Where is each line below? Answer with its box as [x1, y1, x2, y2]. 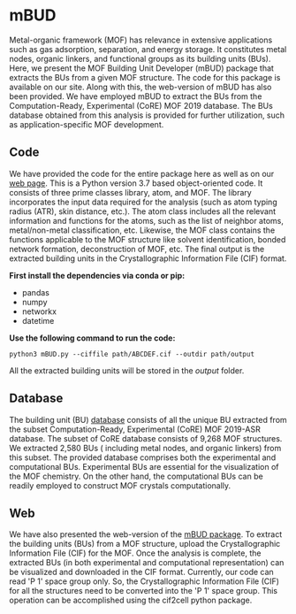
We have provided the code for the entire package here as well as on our [9, 168, 275, 179]
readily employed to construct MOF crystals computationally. [9, 480, 231, 491]
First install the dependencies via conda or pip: [9, 270, 186, 280]
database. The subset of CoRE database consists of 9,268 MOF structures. [9, 433, 283, 443]
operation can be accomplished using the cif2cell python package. [9, 595, 253, 606]
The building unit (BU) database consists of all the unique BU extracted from [9, 414, 287, 425]
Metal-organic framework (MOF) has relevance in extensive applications [9, 35, 273, 45]
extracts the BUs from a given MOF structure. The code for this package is [9, 72, 281, 82]
